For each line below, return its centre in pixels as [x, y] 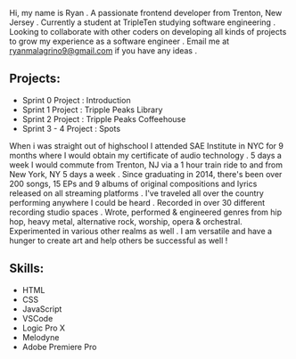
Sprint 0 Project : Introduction [76, 100]
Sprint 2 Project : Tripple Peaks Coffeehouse [104, 118]
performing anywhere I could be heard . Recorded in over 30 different [137, 202]
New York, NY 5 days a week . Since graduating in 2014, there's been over [146, 174]
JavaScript [42, 309]
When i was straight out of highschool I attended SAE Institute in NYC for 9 [146, 145]
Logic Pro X [43, 328]
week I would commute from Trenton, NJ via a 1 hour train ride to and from [146, 165]
